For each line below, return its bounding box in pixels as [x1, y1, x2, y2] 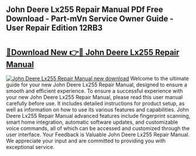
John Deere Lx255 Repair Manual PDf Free [6, 5, 164, 15]
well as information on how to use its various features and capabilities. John [6, 106, 189, 113]
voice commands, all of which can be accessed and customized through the [6, 125, 190, 131]
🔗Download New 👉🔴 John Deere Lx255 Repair [6, 47, 180, 57]
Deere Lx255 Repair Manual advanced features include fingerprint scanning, [6, 113, 191, 119]
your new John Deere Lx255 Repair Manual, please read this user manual [6, 94, 183, 100]
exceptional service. [6, 144, 55, 150]
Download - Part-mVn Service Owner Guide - [6, 14, 174, 24]
